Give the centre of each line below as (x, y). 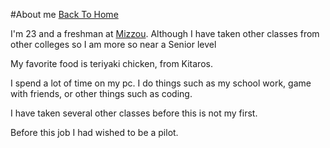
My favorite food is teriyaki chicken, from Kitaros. (111, 63)
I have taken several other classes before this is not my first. (134, 113)
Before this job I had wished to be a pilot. (94, 132)
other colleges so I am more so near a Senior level (113, 44)
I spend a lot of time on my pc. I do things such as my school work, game (161, 83)
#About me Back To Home (64, 14)
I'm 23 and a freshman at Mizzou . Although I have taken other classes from (165, 33)
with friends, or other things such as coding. (101, 93)
